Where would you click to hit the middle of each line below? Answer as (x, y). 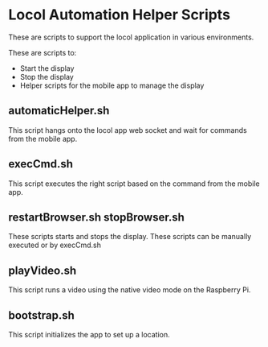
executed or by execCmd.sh (55, 245)
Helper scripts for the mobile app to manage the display (112, 85)
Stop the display (47, 76)
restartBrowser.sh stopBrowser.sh (96, 217)
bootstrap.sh (41, 315)
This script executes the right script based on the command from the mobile (134, 184)
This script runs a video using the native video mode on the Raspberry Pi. (130, 290)
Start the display (47, 68)
